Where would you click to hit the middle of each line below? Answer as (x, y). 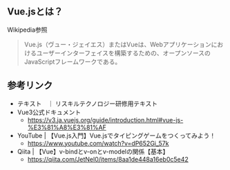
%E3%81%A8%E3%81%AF (67, 127)
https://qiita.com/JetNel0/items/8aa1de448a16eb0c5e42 (108, 159)
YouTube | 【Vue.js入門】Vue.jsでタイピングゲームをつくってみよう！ (116, 135)
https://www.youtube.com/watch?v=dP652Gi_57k (98, 143)
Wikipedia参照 (27, 30)
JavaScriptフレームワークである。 (73, 62)
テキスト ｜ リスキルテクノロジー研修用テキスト (87, 103)
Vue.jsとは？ (35, 12)
